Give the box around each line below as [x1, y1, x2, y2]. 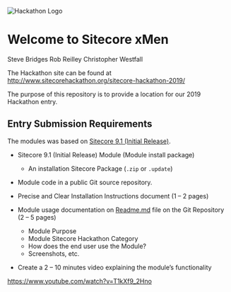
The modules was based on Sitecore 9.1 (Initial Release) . [7, 137, 171, 145]
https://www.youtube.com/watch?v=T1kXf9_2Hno [7, 276, 152, 285]
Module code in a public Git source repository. [17, 178, 153, 186]
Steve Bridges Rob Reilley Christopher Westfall [7, 55, 143, 63]
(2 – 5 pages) [17, 213, 57, 221]
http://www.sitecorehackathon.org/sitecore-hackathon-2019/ [7, 76, 186, 84]
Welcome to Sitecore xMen [7, 32, 169, 47]
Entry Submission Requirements [7, 118, 153, 130]
